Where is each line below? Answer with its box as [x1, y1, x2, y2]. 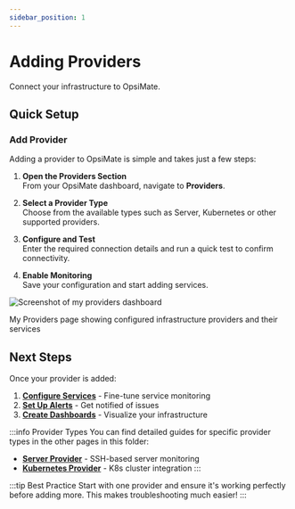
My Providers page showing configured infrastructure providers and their [9, 314, 278, 325]
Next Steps [9, 349, 72, 365]
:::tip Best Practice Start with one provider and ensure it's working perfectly [9, 480, 287, 491]
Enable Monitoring [21, 270, 93, 281]
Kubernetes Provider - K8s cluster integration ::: [21, 463, 201, 473]
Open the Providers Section [21, 171, 127, 182]
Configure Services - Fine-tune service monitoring [21, 390, 211, 401]
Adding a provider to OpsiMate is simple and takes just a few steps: [9, 153, 257, 165]
